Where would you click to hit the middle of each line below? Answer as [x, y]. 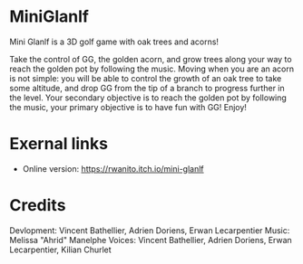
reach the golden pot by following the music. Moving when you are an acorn [152, 69]
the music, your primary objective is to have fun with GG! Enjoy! [128, 107]
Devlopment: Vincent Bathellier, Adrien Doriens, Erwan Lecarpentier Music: [150, 230]
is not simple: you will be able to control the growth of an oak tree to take [146, 78]
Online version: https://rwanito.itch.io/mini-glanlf [113, 168]
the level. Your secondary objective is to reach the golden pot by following [148, 98]
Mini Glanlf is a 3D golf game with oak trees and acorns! [114, 42]
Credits [38, 206]
